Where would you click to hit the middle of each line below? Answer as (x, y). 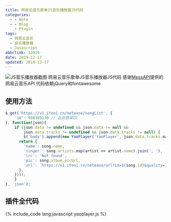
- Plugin (24, 29)
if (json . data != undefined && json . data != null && (72, 127)
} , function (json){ (26, 123)
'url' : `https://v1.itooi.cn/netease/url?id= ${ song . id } (84, 165)
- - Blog (19, 24)
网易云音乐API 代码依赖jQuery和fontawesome (53, 84)
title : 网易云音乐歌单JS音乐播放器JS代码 (45, 10)
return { (28, 142)
